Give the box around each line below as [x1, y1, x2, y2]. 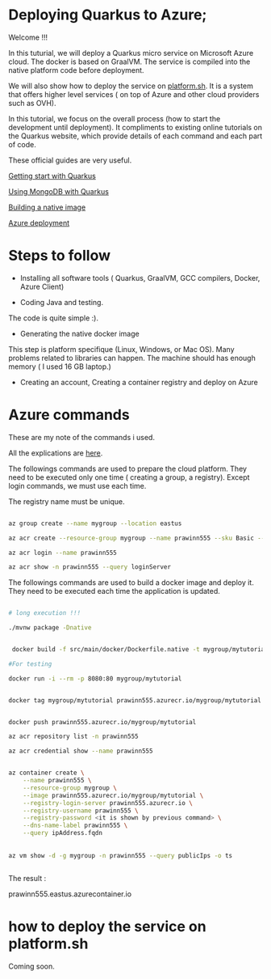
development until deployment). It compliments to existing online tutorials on [8, 122, 263, 132]
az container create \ [8, 769, 85, 778]
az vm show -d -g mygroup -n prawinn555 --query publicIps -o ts [8, 851, 232, 859]
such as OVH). [8, 98, 56, 108]
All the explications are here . [8, 447, 103, 458]
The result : [8, 873, 47, 883]
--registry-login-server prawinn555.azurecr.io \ [23, 799, 194, 807]
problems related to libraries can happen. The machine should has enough [8, 353, 256, 362]
